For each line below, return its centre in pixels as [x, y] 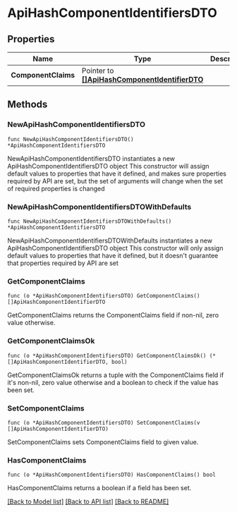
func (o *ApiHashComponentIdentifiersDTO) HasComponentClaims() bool [112, 475]
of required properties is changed [56, 188]
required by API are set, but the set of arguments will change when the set [115, 181]
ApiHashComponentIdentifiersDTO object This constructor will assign [108, 166]
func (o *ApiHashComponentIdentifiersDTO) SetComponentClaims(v [104, 422]
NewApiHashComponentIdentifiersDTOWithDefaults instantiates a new [110, 240]
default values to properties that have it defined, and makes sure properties [117, 173]
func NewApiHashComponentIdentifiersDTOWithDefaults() [90, 221]
